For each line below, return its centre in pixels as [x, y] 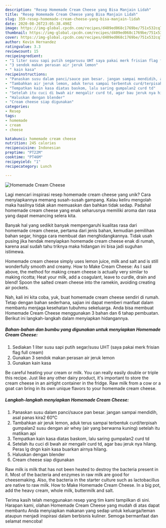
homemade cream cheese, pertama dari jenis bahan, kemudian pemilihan [80, 230]
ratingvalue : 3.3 [23, 47]
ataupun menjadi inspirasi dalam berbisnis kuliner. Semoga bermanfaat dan [82, 516]
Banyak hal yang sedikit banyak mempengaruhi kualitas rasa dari [71, 225]
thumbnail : [16, 33]
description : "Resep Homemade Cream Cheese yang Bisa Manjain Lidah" [78, 10]
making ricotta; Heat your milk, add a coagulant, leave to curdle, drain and [80, 277]
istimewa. [15, 252]
